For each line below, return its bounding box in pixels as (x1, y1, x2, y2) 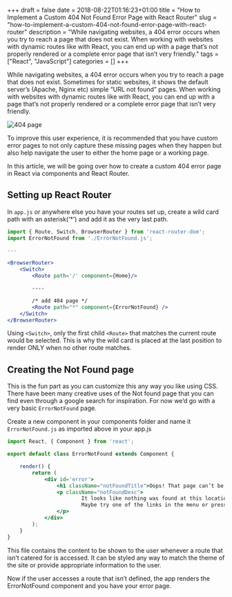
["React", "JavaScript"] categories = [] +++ (7, 57, 129, 65)
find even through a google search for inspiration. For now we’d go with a (7, 397, 215, 405)
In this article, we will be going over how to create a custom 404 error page (7, 162, 222, 170)
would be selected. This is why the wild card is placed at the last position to (7, 336, 222, 344)
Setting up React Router (7, 189, 112, 201)
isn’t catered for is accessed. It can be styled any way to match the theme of (7, 554, 225, 562)
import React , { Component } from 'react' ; (7, 438, 135, 445)
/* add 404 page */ (32, 297, 88, 304)
